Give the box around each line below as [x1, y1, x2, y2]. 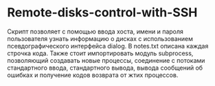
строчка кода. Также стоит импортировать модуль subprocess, [7, 49, 194, 57]
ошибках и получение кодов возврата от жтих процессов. [7, 70, 179, 79]
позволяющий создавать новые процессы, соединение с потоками [7, 56, 205, 64]
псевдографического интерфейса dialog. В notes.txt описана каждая [7, 42, 209, 50]
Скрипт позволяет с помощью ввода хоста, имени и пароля [7, 27, 184, 35]
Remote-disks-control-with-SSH [7, 5, 198, 20]
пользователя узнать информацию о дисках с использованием [7, 34, 194, 42]
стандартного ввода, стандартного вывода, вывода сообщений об [7, 63, 203, 72]
